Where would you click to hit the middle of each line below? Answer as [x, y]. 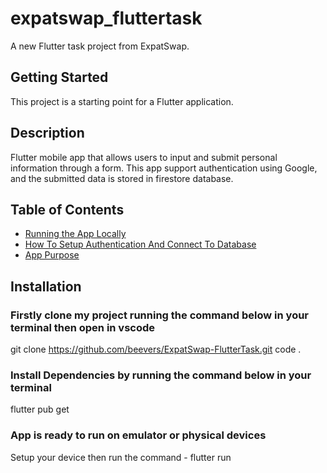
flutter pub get [40, 409]
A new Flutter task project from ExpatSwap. [100, 46]
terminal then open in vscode [83, 327]
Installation [46, 286]
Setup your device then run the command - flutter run [121, 457]
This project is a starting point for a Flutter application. [122, 101]
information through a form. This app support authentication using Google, [164, 168]
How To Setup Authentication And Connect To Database [140, 244]
